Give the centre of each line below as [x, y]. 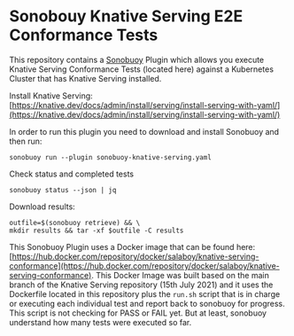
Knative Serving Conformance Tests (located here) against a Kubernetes [142, 69]
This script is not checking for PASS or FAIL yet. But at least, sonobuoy [138, 313]
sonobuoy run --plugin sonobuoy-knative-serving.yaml [111, 157]
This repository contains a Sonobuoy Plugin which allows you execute [137, 59]
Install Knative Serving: [51, 96]
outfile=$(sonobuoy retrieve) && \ [75, 223]
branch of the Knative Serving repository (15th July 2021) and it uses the [141, 285]
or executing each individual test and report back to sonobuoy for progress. [147, 303]
